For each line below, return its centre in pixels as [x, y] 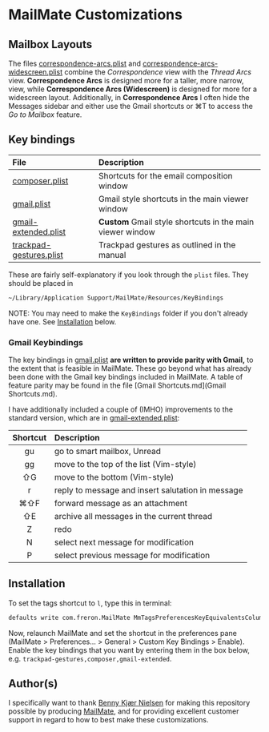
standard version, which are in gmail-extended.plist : [94, 417]
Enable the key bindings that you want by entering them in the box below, [129, 650]
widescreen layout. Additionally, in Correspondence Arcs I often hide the [129, 97]
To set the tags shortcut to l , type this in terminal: [90, 603]
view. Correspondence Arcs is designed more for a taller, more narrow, [126, 80]
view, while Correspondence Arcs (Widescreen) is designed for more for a [133, 89]
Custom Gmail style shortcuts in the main [177, 222]
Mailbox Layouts [50, 44]
